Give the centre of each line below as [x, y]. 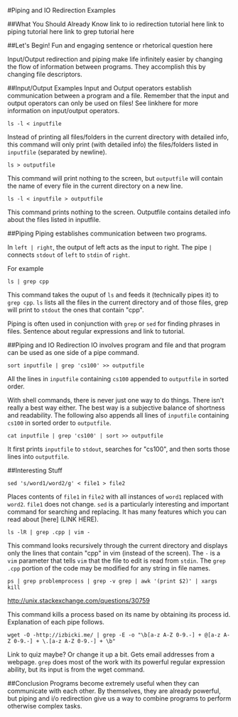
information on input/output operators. [64, 111]
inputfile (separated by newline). [57, 152]
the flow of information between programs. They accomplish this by [107, 67]
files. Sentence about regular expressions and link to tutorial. [96, 331]
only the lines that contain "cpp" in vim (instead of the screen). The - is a [114, 553]
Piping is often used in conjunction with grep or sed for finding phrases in [114, 324]
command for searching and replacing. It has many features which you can [117, 512]
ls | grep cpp [28, 282]
